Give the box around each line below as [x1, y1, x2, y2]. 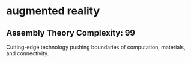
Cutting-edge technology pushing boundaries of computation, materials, [6, 43, 186, 51]
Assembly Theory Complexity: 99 [6, 28, 135, 38]
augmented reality [6, 4, 100, 18]
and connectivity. [6, 50, 49, 57]
